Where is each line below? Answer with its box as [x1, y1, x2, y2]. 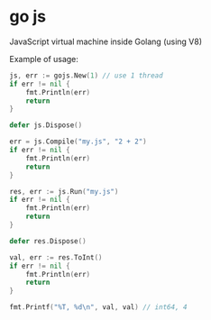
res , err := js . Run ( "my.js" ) [9, 187, 119, 196]
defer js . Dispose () [9, 121, 83, 130]
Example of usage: [9, 53, 79, 64]
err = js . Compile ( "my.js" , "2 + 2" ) [9, 137, 147, 146]
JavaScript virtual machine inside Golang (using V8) [9, 36, 203, 47]
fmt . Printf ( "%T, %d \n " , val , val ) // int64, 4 [9, 303, 188, 312]
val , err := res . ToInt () [9, 252, 103, 262]
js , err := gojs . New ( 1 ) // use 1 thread [9, 70, 164, 80]
